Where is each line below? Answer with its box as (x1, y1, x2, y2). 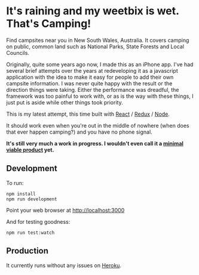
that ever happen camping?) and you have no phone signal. (6, 128, 152, 135)
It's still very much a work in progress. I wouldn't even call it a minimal (6, 140, 184, 147)
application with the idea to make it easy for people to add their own (6, 73, 174, 81)
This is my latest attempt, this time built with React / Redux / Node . (6, 110, 170, 118)
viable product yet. (6, 146, 54, 153)
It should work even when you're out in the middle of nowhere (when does (6, 122, 189, 129)
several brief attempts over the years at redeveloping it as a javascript (6, 67, 178, 74)
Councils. (6, 49, 30, 56)
